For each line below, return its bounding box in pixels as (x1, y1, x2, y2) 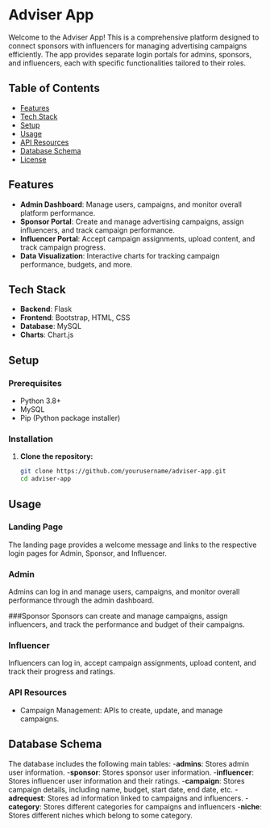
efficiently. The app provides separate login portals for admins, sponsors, (8, 49, 252, 59)
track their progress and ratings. (8, 666, 115, 676)
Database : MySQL (19, 322, 82, 331)
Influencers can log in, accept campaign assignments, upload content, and (8, 658, 256, 668)
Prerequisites (8, 377, 62, 389)
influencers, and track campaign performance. (19, 225, 175, 235)
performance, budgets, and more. (19, 259, 133, 269)
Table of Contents (8, 82, 101, 95)
